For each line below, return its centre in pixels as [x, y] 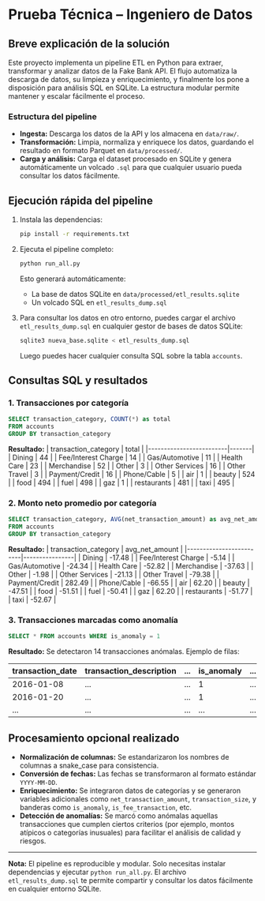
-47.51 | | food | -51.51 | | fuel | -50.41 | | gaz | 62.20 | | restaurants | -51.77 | [131, 591]
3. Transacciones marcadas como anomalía [93, 620]
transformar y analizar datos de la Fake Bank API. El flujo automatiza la [123, 71]
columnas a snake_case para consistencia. [89, 765]
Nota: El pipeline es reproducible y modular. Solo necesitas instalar [117, 863]
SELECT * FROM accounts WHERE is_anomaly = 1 [84, 636]
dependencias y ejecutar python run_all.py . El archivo [97, 872]
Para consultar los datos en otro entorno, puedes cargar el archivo [127, 317]
